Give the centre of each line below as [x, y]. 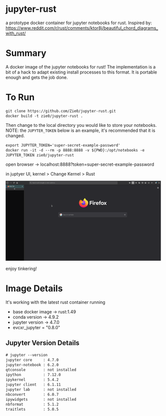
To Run [20, 97]
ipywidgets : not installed [41, 399]
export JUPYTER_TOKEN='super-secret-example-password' [63, 145]
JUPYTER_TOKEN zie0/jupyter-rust [40, 155]
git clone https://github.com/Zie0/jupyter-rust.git [61, 111]
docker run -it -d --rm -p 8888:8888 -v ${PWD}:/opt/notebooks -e [75, 150]
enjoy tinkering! [21, 268]
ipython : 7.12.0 [33, 375]
